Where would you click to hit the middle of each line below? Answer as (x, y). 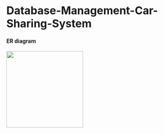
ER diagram (21, 41)
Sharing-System (49, 24)
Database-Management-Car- (82, 11)
